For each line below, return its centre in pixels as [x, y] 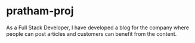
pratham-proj [40, 11]
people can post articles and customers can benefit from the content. [92, 33]
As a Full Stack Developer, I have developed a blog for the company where [98, 27]
